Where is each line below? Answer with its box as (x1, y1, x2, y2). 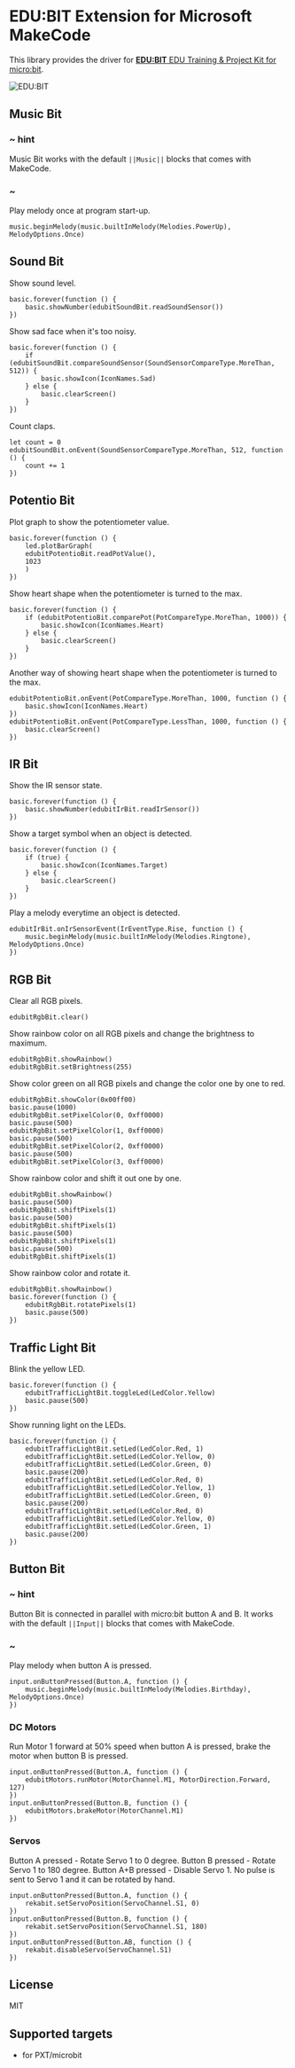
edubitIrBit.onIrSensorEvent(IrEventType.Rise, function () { (9, 925, 244, 934)
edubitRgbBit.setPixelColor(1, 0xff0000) (9, 1126, 165, 1136)
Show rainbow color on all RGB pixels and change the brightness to (9, 1029, 255, 1039)
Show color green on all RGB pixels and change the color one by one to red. (9, 1078, 286, 1089)
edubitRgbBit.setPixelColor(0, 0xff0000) (9, 1111, 165, 1120)
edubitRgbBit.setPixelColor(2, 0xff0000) (9, 1142, 165, 1151)
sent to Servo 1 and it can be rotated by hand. (9, 1874, 175, 1884)
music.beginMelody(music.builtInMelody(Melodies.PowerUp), (9, 222, 232, 231)
